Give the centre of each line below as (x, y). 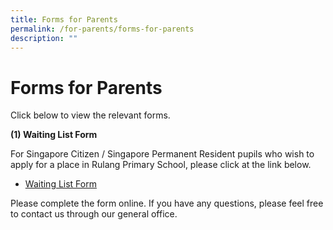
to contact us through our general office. (94, 214)
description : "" (44, 38)
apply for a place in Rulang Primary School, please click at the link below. (161, 165)
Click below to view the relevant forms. (90, 115)
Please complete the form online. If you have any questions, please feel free (167, 203)
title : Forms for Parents (64, 19)
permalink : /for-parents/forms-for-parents (102, 29)
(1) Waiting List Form (54, 135)
